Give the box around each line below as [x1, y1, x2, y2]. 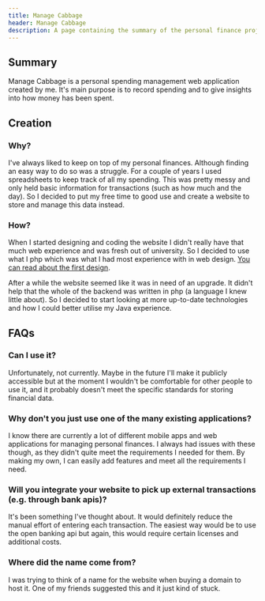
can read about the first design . [8, 263, 110, 273]
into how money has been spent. [8, 93, 114, 103]
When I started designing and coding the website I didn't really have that [8, 238, 244, 248]
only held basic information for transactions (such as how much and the [8, 183, 242, 192]
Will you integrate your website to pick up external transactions [8, 484, 256, 495]
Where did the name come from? [8, 557, 136, 568]
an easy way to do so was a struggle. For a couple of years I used [8, 166, 222, 176]
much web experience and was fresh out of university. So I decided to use [8, 246, 250, 255]
